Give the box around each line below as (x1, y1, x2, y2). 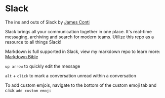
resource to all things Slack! (5, 39, 62, 45)
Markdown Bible (5, 53, 39, 59)
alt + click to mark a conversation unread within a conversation (5, 73, 137, 78)
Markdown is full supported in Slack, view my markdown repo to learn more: (5, 49, 161, 54)
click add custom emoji (5, 87, 51, 93)
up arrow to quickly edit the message (5, 63, 81, 69)
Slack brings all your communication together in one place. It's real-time (5, 28, 152, 34)
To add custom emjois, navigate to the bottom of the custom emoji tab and (5, 82, 157, 88)
